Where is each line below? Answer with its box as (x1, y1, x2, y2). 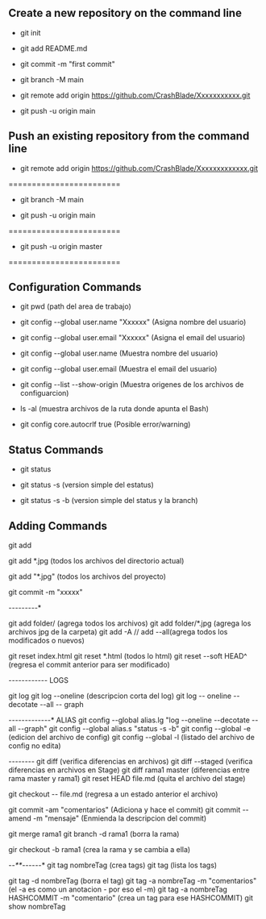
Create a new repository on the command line (8, 6, 242, 20)
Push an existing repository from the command (8, 129, 250, 143)
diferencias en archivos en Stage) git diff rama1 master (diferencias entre (8, 765, 250, 775)
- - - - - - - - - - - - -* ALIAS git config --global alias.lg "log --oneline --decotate (8, 715, 250, 725)
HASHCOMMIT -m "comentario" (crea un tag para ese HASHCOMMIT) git (8, 893, 254, 903)
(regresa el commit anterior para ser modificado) (8, 660, 171, 670)
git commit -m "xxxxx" (8, 588, 83, 597)
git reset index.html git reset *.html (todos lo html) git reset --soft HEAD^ (8, 651, 247, 661)
